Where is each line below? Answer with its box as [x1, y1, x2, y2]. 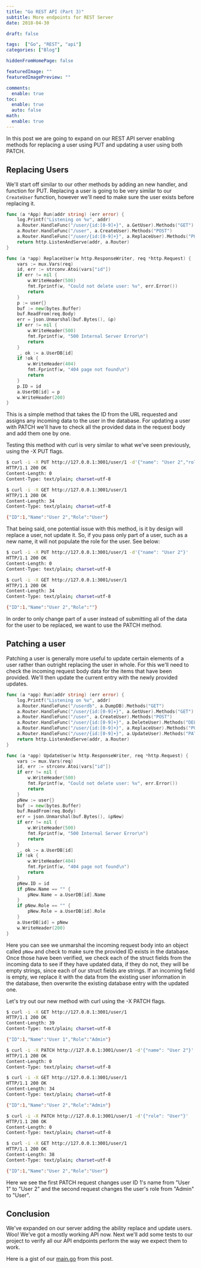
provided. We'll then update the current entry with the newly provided [6, 673, 178, 681]
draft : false [6, 31, 39, 36]
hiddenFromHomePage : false [6, 58, 74, 64]
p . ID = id [17, 383, 42, 389]
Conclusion [6, 1209, 50, 1219]
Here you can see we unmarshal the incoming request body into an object [6, 941, 188, 949]
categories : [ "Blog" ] [6, 47, 60, 53]
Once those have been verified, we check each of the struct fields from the [6, 954, 191, 961]
